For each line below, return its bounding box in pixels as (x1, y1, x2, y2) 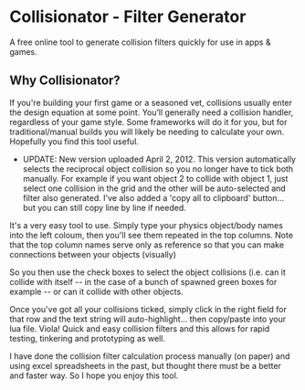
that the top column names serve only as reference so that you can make (9, 239, 285, 250)
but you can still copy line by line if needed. (22, 202, 187, 213)
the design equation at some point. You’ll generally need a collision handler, (9, 107, 294, 118)
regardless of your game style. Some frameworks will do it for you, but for (9, 116, 288, 127)
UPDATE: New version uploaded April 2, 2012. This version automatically (22, 153, 297, 164)
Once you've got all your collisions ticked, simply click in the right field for (9, 303, 288, 314)
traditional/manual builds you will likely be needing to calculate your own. (9, 126, 285, 137)
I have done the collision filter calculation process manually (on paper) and (9, 350, 290, 362)
